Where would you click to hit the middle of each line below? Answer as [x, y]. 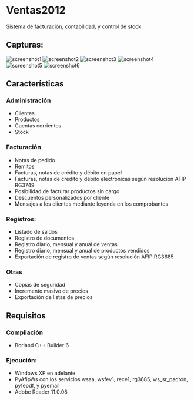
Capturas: [25, 45]
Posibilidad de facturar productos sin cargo [67, 191]
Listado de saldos [36, 232]
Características [35, 84]
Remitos [24, 166]
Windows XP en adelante [45, 373]
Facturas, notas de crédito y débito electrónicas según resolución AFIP [100, 179]
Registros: [21, 219]
